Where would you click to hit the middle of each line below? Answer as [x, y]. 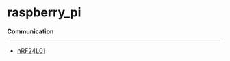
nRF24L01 [31, 50]
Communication [30, 31]
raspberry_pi [44, 13]
